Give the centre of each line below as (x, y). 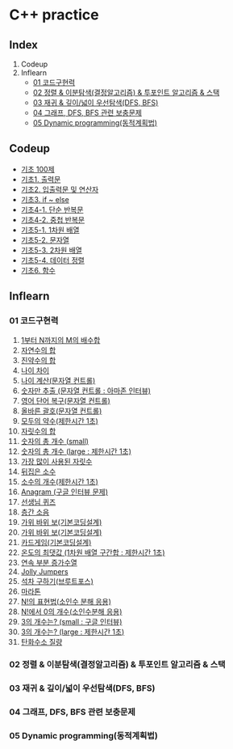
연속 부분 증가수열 (49, 562)
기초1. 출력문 (41, 179)
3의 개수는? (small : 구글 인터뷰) (71, 621)
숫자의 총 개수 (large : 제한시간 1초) (76, 451)
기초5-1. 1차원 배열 (50, 230)
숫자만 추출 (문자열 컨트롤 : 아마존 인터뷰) (86, 391)
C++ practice (54, 15)
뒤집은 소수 (38, 472)
